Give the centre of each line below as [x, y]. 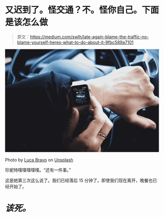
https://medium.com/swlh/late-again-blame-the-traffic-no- [89, 37]
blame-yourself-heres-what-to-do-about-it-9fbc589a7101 [75, 42]
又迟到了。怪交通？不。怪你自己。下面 [82, 10]
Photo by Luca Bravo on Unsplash [39, 160]
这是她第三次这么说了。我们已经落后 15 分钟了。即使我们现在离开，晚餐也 [79, 180]
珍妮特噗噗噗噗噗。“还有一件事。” [38, 170]
